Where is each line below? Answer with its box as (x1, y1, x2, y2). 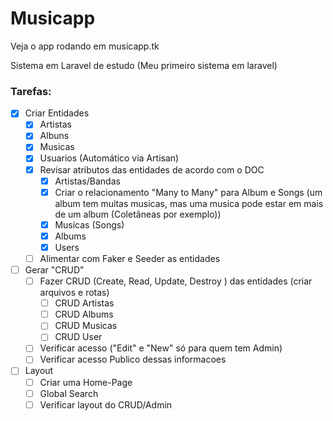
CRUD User (54, 331, 103, 343)
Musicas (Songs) (54, 218, 125, 231)
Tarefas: (10, 84, 52, 98)
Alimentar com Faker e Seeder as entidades (39, 252, 221, 264)
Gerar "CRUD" (24, 263, 85, 276)
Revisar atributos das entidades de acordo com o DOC (39, 163, 265, 176)
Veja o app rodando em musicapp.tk (10, 40, 160, 52)
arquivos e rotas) (39, 287, 110, 299)
